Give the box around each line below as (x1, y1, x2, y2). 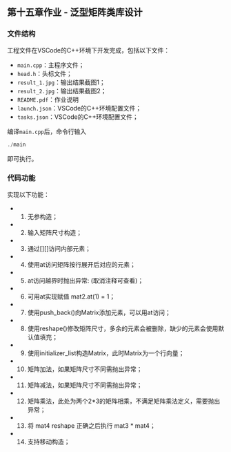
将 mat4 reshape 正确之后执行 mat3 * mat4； (27, 421, 157, 430)
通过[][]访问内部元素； (27, 244, 92, 252)
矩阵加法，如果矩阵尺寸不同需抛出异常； (27, 365, 143, 373)
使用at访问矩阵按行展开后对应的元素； (27, 260, 137, 268)
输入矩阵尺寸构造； (27, 228, 83, 236)
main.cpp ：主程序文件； (17, 61, 85, 69)
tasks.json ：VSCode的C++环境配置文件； (17, 113, 139, 121)
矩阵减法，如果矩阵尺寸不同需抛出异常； (27, 381, 143, 389)
